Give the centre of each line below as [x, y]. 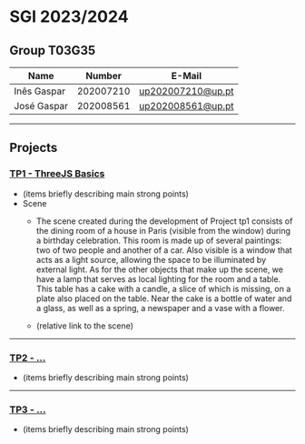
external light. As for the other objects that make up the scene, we [160, 269]
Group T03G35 [53, 50]
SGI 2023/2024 [69, 17]
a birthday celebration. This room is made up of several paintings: [159, 240]
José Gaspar [41, 106]
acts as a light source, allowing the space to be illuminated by [151, 259]
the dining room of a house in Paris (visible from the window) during [163, 230]
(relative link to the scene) [85, 326]
